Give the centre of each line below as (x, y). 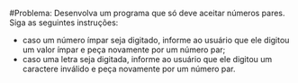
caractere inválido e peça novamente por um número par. (129, 69)
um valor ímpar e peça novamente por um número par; (124, 50)
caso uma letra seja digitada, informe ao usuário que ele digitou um (147, 59)
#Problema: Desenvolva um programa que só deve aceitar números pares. (147, 13)
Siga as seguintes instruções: (64, 23)
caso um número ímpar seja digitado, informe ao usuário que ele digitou (156, 40)
